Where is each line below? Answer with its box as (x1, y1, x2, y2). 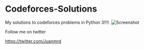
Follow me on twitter (5, 29, 46, 34)
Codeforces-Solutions (5, 3, 98, 15)
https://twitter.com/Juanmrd (5, 38, 62, 44)
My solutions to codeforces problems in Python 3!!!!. (5, 19, 111, 25)
